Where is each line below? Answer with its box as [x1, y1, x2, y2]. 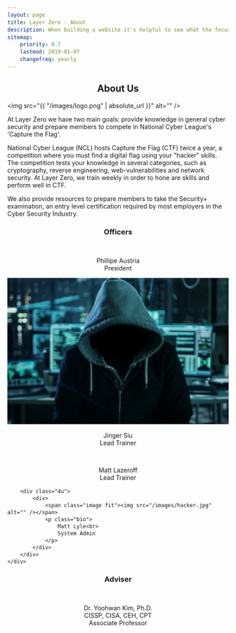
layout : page [7, 11, 46, 18]
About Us [97, 83, 139, 95]
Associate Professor [88, 619, 147, 627]
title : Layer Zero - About [7, 18, 86, 26]
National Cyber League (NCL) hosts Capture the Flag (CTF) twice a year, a [7, 143, 223, 152]
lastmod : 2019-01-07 [20, 48, 80, 56]
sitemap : [7, 34, 33, 41]
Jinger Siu [103, 431, 133, 440]
